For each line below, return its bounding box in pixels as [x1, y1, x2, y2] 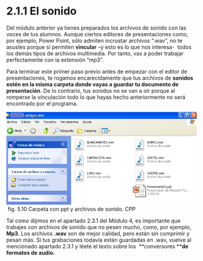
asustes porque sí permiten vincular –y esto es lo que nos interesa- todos [6, 43, 192, 51]
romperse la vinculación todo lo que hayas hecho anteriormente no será [6, 93, 185, 101]
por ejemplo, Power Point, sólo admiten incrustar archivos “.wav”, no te [6, 37, 183, 44]
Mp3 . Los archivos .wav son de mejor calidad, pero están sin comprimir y [6, 230, 190, 237]
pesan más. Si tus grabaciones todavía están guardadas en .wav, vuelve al [6, 236, 192, 244]
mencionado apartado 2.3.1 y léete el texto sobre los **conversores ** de [6, 243, 188, 250]
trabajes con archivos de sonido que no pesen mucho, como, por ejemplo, [6, 224, 192, 231]
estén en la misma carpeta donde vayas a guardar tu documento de [6, 80, 179, 88]
